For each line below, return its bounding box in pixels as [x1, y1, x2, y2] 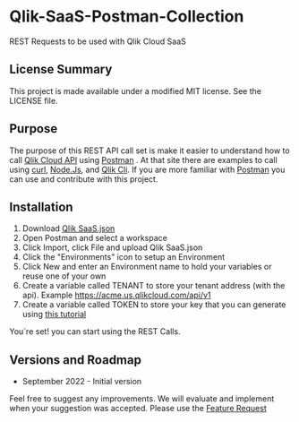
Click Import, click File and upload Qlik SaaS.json [21, 242, 203, 253]
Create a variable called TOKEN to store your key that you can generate [21, 299, 286, 310]
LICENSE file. [9, 95, 58, 106]
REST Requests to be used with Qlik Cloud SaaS [9, 36, 186, 47]
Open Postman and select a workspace [21, 233, 167, 244]
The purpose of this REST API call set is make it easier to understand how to [9, 145, 290, 156]
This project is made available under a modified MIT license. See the [9, 85, 262, 96]
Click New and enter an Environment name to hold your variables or [21, 262, 272, 272]
